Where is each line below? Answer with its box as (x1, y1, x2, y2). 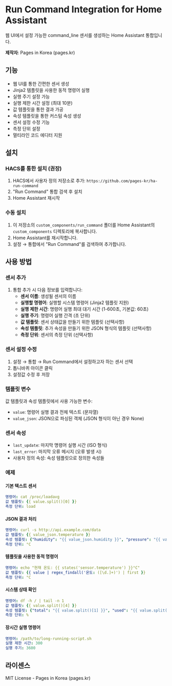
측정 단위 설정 (12, 125, 40, 131)
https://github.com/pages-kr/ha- (86, 179, 158, 184)
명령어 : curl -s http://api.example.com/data (5, 527, 101, 532)
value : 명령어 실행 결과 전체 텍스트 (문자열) (12, 409, 99, 415)
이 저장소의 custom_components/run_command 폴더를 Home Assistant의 (12, 222, 155, 228)
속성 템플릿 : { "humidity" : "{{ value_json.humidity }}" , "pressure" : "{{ (5, 537, 161, 542)
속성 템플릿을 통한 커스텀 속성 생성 (12, 112, 81, 119)
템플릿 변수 (5, 385, 31, 392)
